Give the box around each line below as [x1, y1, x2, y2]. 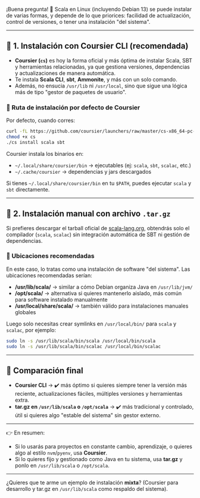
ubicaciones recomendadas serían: [6, 271, 92, 279]
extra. [14, 396, 30, 404]
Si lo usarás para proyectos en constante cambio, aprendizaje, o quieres [14, 443, 192, 450]
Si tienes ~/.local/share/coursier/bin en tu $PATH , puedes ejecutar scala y [6, 179, 192, 187]
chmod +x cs [6, 134, 36, 140]
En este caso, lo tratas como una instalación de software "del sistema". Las [6, 265, 190, 273]
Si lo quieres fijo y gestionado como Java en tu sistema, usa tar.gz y [14, 456, 183, 463]
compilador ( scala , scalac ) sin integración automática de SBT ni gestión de [6, 231, 190, 238]
